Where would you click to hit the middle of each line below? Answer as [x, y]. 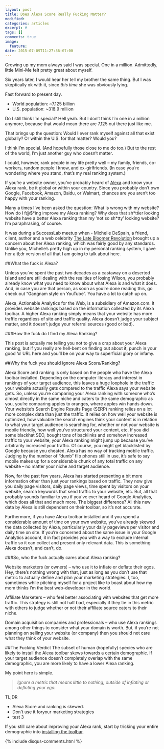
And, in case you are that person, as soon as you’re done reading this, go [79, 288]
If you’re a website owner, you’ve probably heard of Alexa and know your [79, 183]
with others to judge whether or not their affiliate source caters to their [76, 608]
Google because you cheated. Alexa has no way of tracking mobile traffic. [80, 451]
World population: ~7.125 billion [43, 104]
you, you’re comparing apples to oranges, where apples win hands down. [79, 403]
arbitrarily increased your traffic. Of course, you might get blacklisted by [78, 445]
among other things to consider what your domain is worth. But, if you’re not [82, 628]
